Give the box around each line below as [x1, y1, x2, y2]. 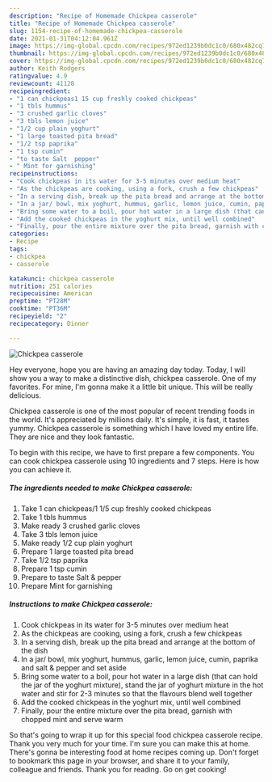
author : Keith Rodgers [9, 65, 86, 73]
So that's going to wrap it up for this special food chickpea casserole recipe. [9, 729, 263, 740]
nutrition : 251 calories [9, 282, 93, 290]
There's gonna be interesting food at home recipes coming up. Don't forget [9, 747, 259, 757]
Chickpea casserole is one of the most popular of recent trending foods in [9, 406, 255, 416]
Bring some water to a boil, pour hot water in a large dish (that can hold [20, 671, 258, 681]
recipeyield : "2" [9, 312, 68, 320]
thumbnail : [9, 49, 46, 57]
